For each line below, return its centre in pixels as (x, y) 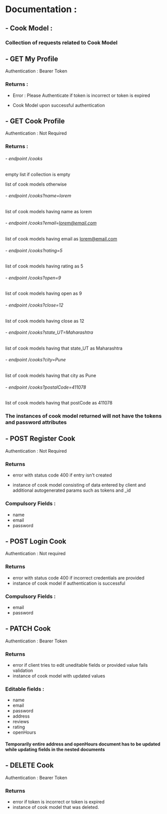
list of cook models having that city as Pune (51, 375)
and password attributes (36, 422)
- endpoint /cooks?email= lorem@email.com (51, 223)
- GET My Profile (32, 59)
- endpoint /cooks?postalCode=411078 (46, 387)
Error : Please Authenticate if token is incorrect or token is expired (81, 95)
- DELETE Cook (30, 766)
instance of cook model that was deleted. (56, 807)
